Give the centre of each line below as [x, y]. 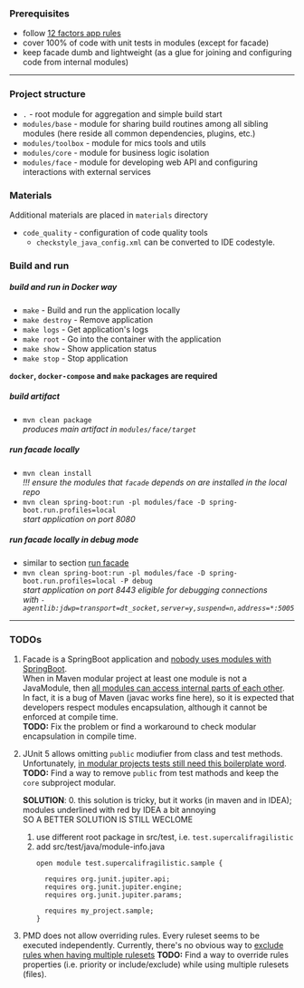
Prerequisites [39, 14]
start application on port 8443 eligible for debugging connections [145, 590]
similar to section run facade [76, 562]
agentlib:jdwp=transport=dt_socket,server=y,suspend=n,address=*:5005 [158, 608]
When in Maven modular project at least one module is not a [134, 678]
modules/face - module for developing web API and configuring [140, 162]
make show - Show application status [89, 348]
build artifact [35, 396]
